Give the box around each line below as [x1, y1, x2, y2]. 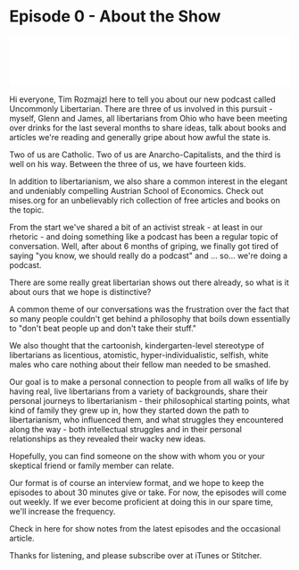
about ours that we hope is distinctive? [9, 286, 152, 297]
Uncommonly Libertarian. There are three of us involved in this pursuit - [9, 103, 273, 113]
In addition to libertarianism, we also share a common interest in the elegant [9, 176, 288, 187]
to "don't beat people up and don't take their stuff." [9, 323, 197, 333]
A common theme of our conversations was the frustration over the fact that [9, 304, 290, 314]
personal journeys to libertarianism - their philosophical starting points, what [9, 395, 290, 406]
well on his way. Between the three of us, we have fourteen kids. [9, 158, 247, 169]
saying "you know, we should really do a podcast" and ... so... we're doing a [9, 250, 288, 261]
